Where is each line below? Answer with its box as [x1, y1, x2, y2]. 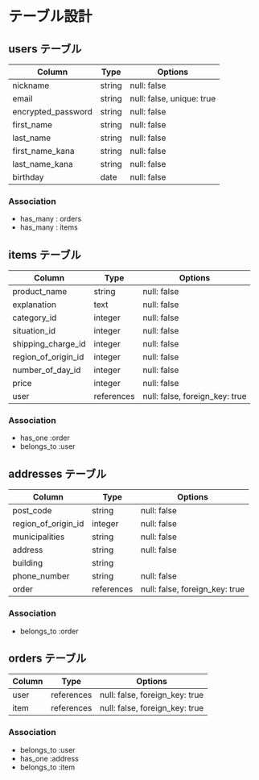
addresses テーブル [8, 467, 107, 480]
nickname [12, 80, 50, 91]
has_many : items [19, 222, 78, 232]
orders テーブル [8, 651, 87, 665]
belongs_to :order [19, 626, 79, 636]
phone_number [12, 570, 70, 582]
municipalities [12, 531, 65, 542]
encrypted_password [12, 106, 92, 117]
